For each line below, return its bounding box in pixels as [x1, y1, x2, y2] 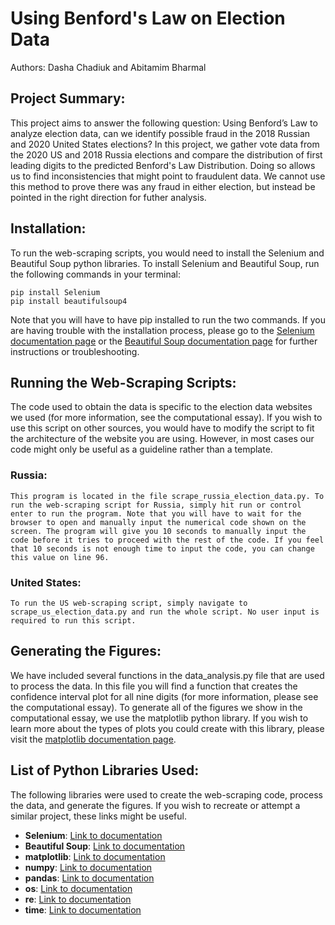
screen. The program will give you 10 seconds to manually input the [10, 526, 307, 536]
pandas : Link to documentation [24, 872, 155, 884]
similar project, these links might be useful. [10, 810, 187, 822]
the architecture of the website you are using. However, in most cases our [10, 433, 315, 445]
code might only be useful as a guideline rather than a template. [10, 443, 273, 456]
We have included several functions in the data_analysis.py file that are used [10, 669, 325, 681]
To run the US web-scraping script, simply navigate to [10, 598, 248, 608]
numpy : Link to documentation [24, 861, 153, 873]
